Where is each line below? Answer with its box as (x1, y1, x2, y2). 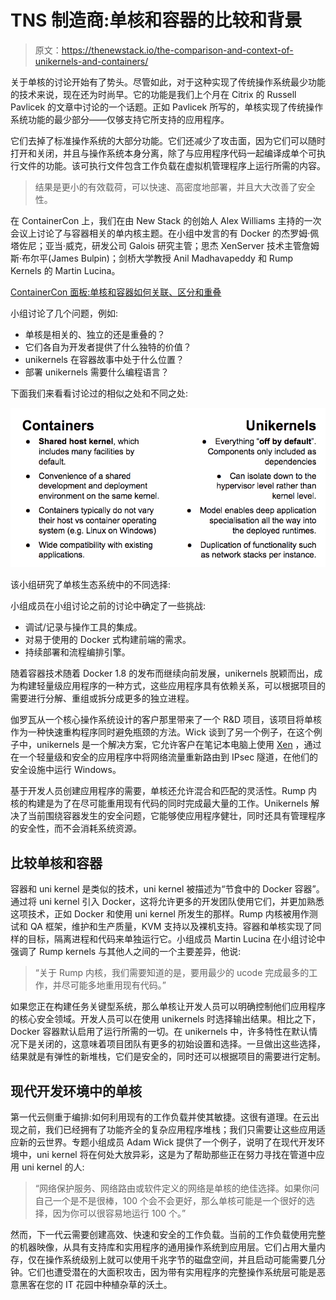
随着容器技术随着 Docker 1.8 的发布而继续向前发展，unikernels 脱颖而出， (10, 667, 315, 680)
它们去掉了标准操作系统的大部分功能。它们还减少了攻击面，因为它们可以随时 (10, 134, 326, 146)
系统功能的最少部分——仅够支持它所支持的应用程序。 (10, 113, 230, 125)
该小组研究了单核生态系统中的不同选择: (10, 579, 172, 591)
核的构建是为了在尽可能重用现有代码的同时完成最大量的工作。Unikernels (10, 797, 309, 810)
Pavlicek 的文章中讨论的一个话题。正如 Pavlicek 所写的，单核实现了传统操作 (10, 101, 324, 113)
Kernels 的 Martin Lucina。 (10, 264, 121, 276)
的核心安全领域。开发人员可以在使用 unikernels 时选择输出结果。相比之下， (10, 1013, 322, 1025)
